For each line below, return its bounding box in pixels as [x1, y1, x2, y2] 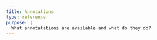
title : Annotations [6, 8, 54, 15]
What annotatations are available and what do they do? [11, 25, 151, 31]
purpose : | [6, 19, 33, 25]
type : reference [6, 14, 46, 20]
